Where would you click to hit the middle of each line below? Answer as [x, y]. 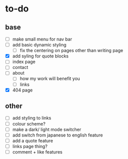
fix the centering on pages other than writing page [71, 50]
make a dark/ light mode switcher [47, 129]
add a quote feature [33, 140]
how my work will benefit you [50, 78]
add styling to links [32, 118]
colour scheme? [29, 123]
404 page [22, 90]
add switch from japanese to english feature [58, 135]
